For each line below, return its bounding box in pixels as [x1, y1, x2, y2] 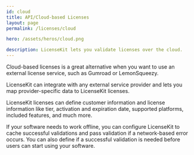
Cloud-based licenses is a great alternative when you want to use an [6, 63, 175, 70]
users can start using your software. [6, 142, 96, 149]
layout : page [6, 20, 39, 26]
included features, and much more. [6, 111, 93, 119]
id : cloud [6, 8, 31, 15]
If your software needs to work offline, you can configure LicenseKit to [6, 123, 180, 130]
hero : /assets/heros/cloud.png [6, 36, 84, 42]
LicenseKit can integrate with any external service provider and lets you [6, 81, 183, 88]
